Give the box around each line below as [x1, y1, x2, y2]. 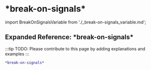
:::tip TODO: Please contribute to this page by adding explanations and [5, 46, 146, 51]
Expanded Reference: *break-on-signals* [5, 33, 134, 41]
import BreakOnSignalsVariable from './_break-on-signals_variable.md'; [5, 19, 146, 25]
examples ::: [5, 51, 30, 57]
